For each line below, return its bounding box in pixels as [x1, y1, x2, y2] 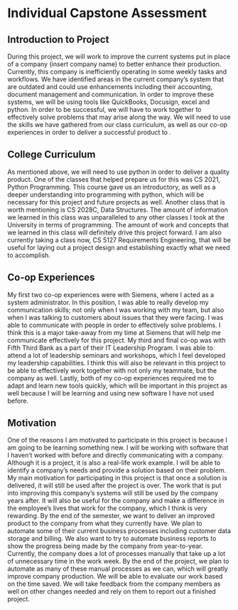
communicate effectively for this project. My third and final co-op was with [7, 336, 226, 344]
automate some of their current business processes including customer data [7, 527, 232, 535]
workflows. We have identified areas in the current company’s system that [7, 75, 225, 83]
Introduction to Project [7, 33, 109, 46]
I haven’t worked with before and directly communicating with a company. [7, 451, 224, 460]
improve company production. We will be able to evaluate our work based [7, 572, 223, 581]
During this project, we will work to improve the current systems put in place [7, 52, 231, 61]
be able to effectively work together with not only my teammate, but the [7, 366, 217, 375]
